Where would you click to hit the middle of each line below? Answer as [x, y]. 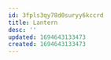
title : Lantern [33, 23]
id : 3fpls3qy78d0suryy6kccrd [56, 15]
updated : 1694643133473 [47, 37]
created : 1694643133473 [47, 44]
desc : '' [22, 30]
